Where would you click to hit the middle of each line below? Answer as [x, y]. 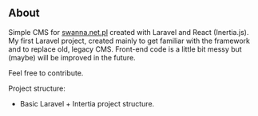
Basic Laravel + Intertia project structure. [87, 103]
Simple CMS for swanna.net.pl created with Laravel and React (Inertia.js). [129, 32]
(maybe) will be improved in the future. [72, 57]
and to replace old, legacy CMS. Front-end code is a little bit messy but [125, 49]
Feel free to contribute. [46, 73]
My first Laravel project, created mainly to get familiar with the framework [129, 41]
